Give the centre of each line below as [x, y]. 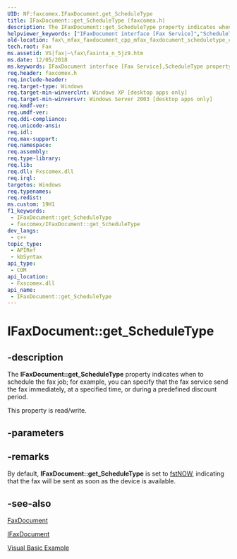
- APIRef [23, 251]
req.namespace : [30, 146]
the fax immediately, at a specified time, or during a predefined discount [112, 389]
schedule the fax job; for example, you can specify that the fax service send [118, 382]
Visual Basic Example [38, 548]
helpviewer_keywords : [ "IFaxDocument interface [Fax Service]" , [104, 34]
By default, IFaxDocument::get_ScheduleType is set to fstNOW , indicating [116, 473]
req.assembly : [28, 152]
